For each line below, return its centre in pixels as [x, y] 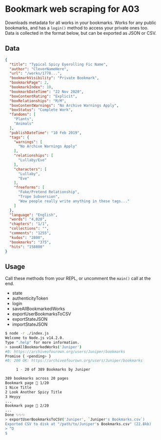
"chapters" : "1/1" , [29, 224]
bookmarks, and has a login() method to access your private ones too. [77, 27]
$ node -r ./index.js [27, 334]
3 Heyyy [13, 397]
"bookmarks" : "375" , [30, 242]
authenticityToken [30, 298]
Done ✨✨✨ [15, 415]
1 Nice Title [18, 388]
